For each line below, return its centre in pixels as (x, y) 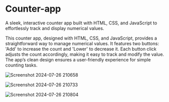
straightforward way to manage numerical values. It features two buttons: (82, 43)
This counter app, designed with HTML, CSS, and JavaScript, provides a (81, 38)
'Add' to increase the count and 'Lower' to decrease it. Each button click (81, 49)
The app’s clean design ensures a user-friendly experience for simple (78, 59)
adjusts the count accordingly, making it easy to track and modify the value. (85, 54)
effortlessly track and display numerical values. (55, 28)
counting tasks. (21, 65)
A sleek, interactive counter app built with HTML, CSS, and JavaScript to (81, 23)
